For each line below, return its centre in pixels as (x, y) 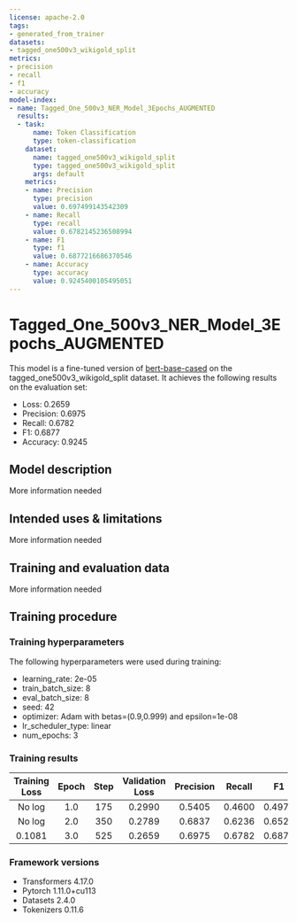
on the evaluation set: (49, 387)
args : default (59, 174)
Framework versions (54, 862)
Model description (61, 469)
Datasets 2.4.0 (49, 901)
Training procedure (63, 617)
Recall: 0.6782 (48, 422)
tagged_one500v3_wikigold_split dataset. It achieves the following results (143, 377)
